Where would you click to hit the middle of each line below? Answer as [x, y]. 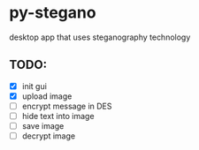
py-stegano [53, 13]
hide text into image [58, 116]
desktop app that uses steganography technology [100, 37]
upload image [47, 96]
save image [43, 126]
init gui [34, 86]
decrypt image [49, 136]
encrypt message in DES [67, 106]
